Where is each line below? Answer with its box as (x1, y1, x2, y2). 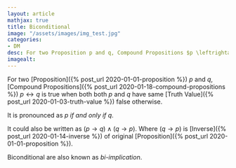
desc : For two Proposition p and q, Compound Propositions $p (7, 50, 193, 57)
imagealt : (7, 56, 37, 63)
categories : (7, 36, 42, 43)
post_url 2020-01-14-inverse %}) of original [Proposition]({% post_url (7, 132, 209, 140)
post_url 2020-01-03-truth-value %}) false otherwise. (7, 97, 163, 106)
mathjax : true (7, 17, 49, 24)
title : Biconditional (7, 23, 71, 30)
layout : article (7, 10, 55, 17)
